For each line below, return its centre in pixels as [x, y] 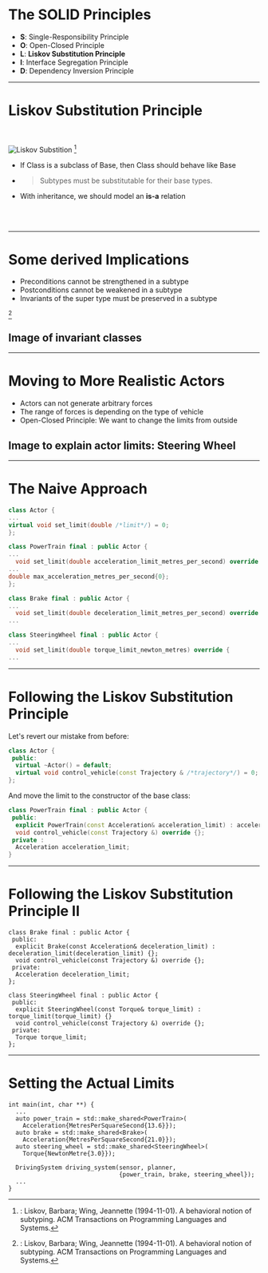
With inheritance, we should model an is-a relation [102, 196]
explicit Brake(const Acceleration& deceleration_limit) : [116, 947]
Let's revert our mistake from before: [69, 736]
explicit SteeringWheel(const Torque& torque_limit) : [108, 1009]
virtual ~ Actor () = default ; [64, 765]
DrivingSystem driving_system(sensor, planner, [96, 1168]
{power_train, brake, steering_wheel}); [187, 1175]
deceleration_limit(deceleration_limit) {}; [83, 954]
